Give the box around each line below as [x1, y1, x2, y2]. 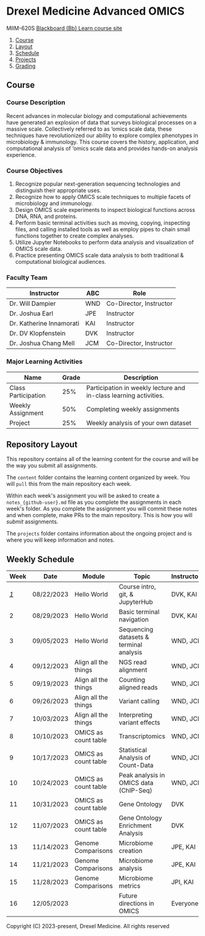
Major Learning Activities [6, 357, 83, 366]
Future [118, 891, 138, 900]
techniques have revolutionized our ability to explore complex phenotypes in [6, 131, 198, 139]
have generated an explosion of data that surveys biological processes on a [6, 118, 197, 126]
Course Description [6, 98, 66, 107]
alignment [118, 666, 148, 674]
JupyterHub [118, 598, 154, 606]
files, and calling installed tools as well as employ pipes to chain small [15, 225, 190, 233]
